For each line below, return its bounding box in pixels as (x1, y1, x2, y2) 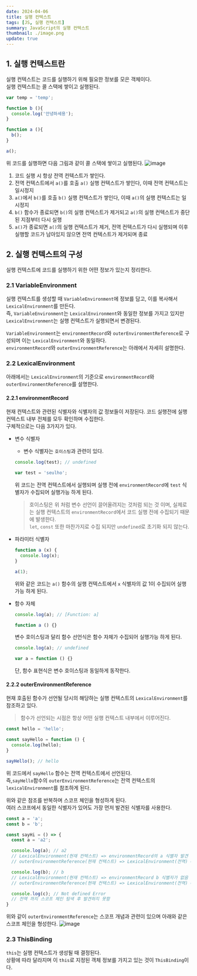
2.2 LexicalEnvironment (6, 359, 75, 367)
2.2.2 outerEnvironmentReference (6, 681, 92, 688)
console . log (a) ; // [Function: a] (14, 611, 99, 617)
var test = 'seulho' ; (14, 470, 68, 476)
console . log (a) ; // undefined (14, 645, 89, 651)
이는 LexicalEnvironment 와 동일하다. (21, 336, 107, 344)
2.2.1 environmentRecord (6, 394, 69, 402)
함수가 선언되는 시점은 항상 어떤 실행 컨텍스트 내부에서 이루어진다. (20, 715, 171, 722)
